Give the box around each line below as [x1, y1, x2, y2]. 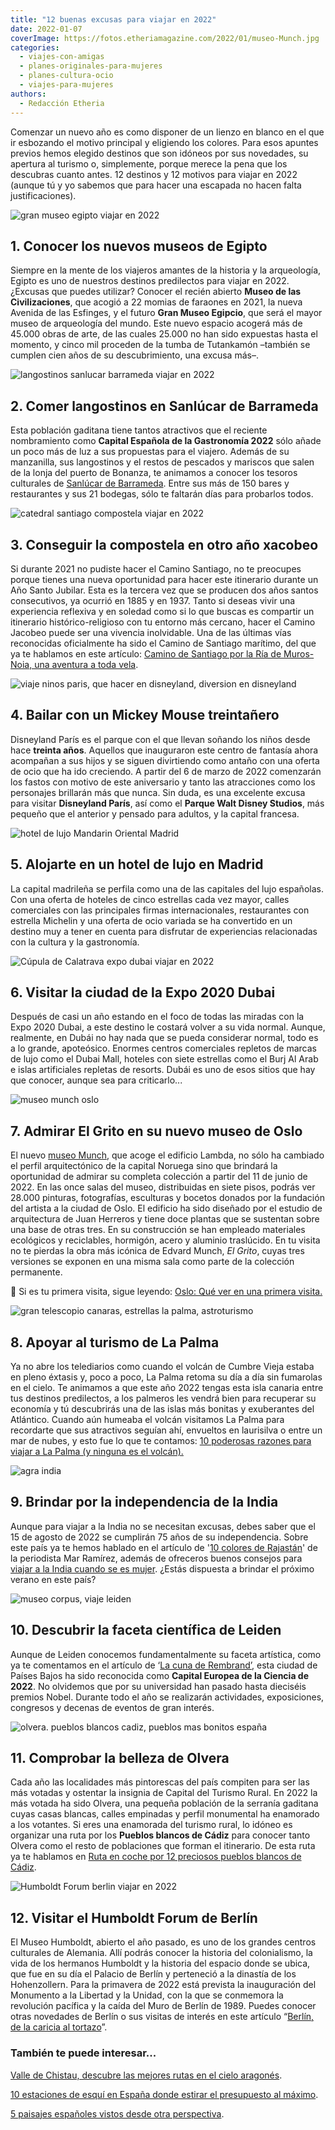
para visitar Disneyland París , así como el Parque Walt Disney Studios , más [10, 797, 325, 809]
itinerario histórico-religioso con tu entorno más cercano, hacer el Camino [10, 616, 316, 628]
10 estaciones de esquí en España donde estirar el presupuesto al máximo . [10, 2088, 319, 2100]
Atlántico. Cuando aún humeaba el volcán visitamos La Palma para [10, 1414, 285, 1425]
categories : [10, 42, 60, 53]
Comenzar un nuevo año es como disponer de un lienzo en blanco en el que [10, 126, 325, 138]
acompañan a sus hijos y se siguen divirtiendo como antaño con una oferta [10, 754, 320, 766]
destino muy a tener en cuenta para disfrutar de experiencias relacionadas [10, 925, 318, 937]
